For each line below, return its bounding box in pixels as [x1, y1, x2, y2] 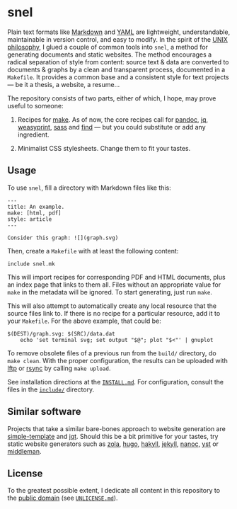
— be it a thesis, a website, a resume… [7, 80, 120, 88]
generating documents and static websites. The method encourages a [7, 50, 212, 59]
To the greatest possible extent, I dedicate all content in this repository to [7, 486, 221, 495]
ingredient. [17, 130, 50, 139]
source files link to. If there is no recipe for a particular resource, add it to [7, 309, 221, 317]
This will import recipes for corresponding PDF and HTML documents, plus [7, 273, 226, 281]
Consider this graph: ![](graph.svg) [7, 234, 119, 241]
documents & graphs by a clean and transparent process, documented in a [7, 65, 226, 74]
